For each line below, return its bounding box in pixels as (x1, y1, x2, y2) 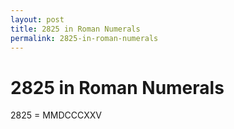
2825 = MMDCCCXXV (10, 109, 102, 121)
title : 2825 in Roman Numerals (10, 24, 141, 34)
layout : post (10, 14, 65, 25)
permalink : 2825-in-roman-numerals (10, 33, 159, 43)
